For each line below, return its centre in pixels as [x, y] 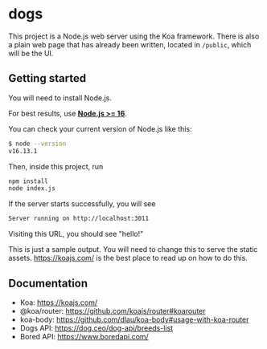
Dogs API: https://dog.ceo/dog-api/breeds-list [97, 328]
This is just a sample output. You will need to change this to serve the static [133, 250]
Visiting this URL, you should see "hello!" [76, 234]
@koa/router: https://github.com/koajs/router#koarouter [113, 310]
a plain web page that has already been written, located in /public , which [130, 44]
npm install [28, 181]
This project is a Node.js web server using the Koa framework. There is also [134, 36]
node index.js [32, 189]
